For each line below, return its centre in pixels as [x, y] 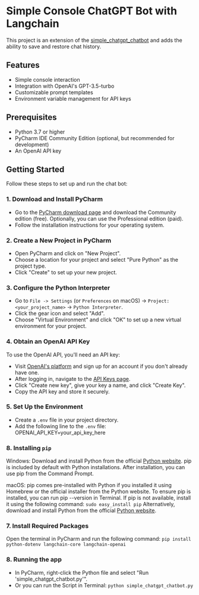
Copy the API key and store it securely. [62, 391]
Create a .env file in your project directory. [67, 420]
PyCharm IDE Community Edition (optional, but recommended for [94, 138]
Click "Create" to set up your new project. [66, 272]
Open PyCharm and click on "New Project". [68, 253]
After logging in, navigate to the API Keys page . [72, 379]
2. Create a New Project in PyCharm [59, 240]
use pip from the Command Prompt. [50, 474]
